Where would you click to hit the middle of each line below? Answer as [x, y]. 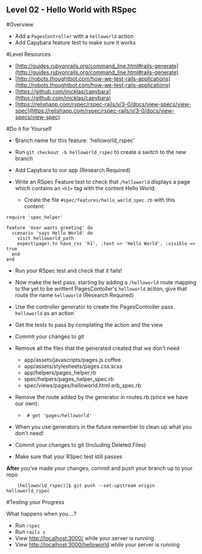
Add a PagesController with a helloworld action [74, 36]
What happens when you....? [41, 514]
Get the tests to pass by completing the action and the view [89, 325]
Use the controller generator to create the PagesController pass [94, 307]
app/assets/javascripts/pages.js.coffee [72, 359]
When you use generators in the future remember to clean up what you [103, 426]
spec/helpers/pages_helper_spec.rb [69, 379]
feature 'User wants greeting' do [50, 228]
